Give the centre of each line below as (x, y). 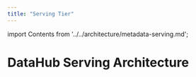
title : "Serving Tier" (41, 14)
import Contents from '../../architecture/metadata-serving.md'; (98, 34)
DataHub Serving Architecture (98, 63)
